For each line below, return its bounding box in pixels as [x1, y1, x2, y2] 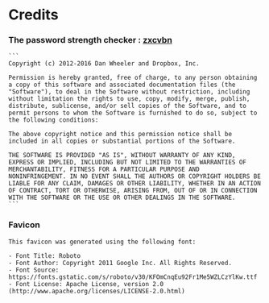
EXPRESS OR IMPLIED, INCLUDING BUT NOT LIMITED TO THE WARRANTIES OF [8, 159, 247, 167]
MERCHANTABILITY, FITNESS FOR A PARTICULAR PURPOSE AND [8, 165, 200, 174]
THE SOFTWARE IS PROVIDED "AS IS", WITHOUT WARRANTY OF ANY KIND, [8, 151, 236, 160]
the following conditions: [8, 116, 99, 124]
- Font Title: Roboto [8, 251, 81, 259]
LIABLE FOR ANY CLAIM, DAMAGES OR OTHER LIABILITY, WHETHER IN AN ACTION [8, 180, 262, 188]
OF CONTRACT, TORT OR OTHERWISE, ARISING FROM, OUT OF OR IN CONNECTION [8, 187, 258, 195]
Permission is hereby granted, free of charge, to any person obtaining [8, 74, 258, 82]
